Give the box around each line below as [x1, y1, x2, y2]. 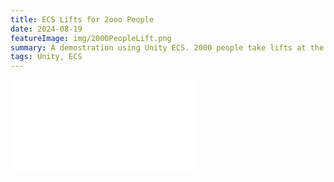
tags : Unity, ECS [10, 52, 83, 62]
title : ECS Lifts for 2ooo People [10, 14, 155, 25]
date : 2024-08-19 [10, 24, 83, 34]
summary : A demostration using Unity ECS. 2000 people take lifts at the [10, 42, 325, 53]
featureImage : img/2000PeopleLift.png [10, 33, 172, 43]
